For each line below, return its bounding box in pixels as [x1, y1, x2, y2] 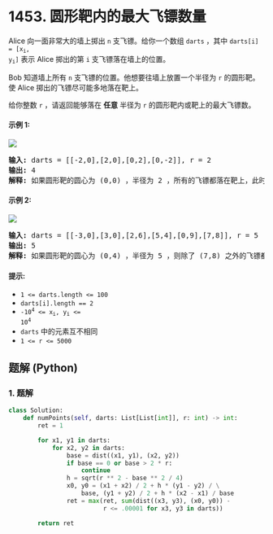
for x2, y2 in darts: [51, 444, 126, 452]
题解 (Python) [8, 361, 79, 375]
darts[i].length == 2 [19, 300, 93, 308]
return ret [37, 519, 75, 527]
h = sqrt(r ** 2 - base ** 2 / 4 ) [66, 474, 184, 483]
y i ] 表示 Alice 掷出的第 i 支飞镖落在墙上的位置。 [8, 55, 171, 65]
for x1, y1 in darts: [37, 436, 111, 444]
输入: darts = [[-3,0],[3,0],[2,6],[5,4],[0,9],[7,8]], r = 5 [8, 231, 258, 240]
